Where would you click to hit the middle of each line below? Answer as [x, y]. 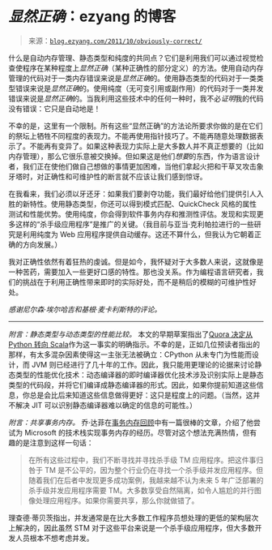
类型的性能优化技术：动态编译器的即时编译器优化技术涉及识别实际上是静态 [139, 375]
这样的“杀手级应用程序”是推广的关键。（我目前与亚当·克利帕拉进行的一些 [135, 224]
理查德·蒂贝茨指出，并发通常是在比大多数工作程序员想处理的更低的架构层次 [134, 518]
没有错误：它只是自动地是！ [55, 108]
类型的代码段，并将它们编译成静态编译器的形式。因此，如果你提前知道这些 [132, 385]
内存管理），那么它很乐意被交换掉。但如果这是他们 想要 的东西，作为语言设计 [134, 156]
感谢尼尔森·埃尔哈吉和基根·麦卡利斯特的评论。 [85, 309]
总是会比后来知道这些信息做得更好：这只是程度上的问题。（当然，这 [141, 395]
